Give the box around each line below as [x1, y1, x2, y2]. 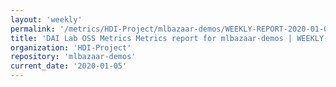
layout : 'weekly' [10, 14, 83, 25]
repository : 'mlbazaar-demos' [10, 52, 137, 62]
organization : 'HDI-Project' [10, 42, 132, 53]
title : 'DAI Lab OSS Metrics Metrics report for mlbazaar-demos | [10, 33, 293, 43]
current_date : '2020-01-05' [10, 61, 128, 71]
